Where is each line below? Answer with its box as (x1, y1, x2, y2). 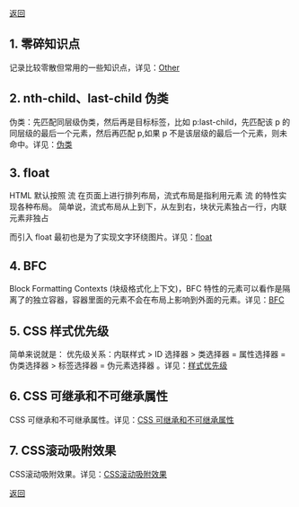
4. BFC (9, 258, 48, 274)
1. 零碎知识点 (9, 37, 81, 52)
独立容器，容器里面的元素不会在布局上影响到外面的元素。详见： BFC (32, 294, 285, 305)
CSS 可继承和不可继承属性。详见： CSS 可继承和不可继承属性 (9, 414, 235, 424)
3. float (9, 165, 50, 181)
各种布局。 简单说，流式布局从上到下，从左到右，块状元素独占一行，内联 (16, 201, 287, 213)
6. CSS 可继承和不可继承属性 (9, 389, 169, 404)
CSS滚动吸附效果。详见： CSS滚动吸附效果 (9, 468, 168, 479)
